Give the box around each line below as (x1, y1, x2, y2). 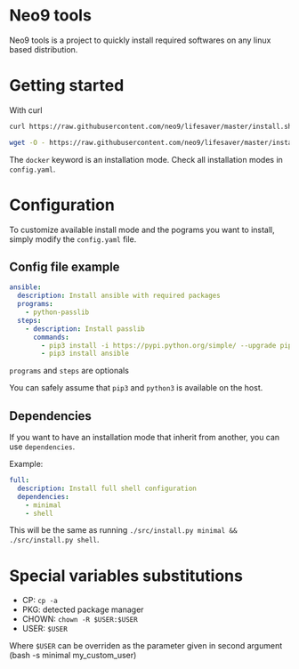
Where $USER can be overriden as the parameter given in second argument (9, 641, 283, 651)
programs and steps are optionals (9, 366, 129, 376)
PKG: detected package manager (21, 604, 144, 615)
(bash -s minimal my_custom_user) (9, 650, 137, 661)
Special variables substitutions (9, 566, 243, 585)
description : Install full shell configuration (17, 484, 198, 493)
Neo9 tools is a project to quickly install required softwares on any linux (9, 35, 271, 45)
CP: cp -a (21, 595, 58, 606)
